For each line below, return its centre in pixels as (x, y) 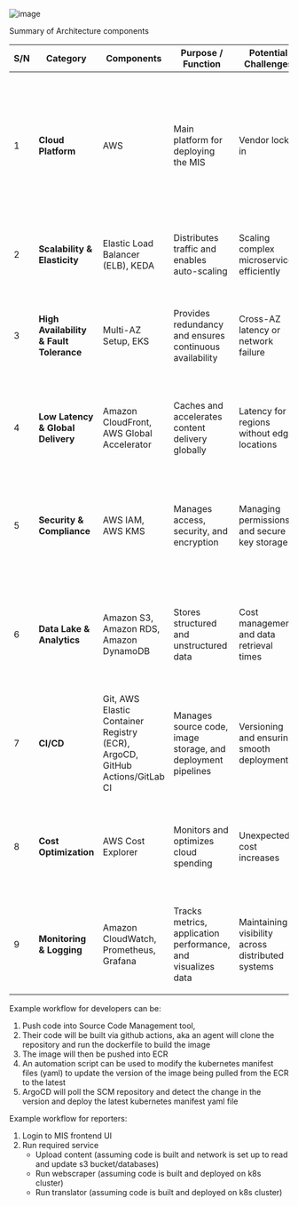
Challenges (268, 64)
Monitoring (63, 939)
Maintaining (263, 922)
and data (257, 634)
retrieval (256, 646)
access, (190, 520)
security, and (201, 531)
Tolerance (60, 352)
